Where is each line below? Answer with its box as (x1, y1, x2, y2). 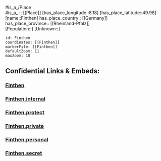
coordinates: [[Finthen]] (5, 40, 60, 45)
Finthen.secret (5, 149, 42, 156)
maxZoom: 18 (5, 53, 30, 58)
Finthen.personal (5, 136, 48, 143)
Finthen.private (5, 123, 44, 130)
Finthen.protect (5, 109, 44, 116)
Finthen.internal (5, 95, 45, 102)
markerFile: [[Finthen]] (5, 44, 58, 49)
